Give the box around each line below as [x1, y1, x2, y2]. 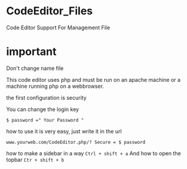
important [6, 45, 57, 59]
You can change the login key [6, 106, 79, 113]
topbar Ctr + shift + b [6, 156, 65, 163]
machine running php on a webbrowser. [6, 82, 105, 90]
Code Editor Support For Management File [6, 24, 111, 31]
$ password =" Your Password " [6, 117, 84, 123]
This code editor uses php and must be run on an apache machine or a [6, 76, 181, 83]
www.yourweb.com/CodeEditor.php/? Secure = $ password [6, 139, 146, 145]
